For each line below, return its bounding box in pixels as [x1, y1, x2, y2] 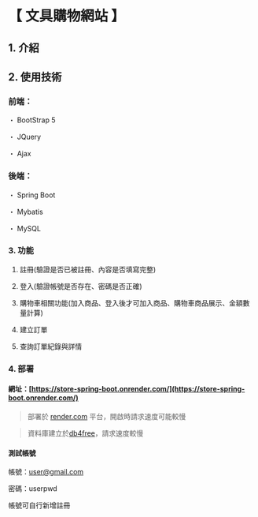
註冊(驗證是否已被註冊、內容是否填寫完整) [19, 264, 157, 274]
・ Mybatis [8, 207, 43, 216]
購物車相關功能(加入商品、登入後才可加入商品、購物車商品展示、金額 [19, 298, 243, 308]
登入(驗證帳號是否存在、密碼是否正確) [19, 281, 143, 290]
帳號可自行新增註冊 [8, 500, 71, 510]
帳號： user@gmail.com [8, 467, 84, 477]
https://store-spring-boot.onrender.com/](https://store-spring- [31, 384, 245, 394]
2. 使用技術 [8, 70, 62, 84]
